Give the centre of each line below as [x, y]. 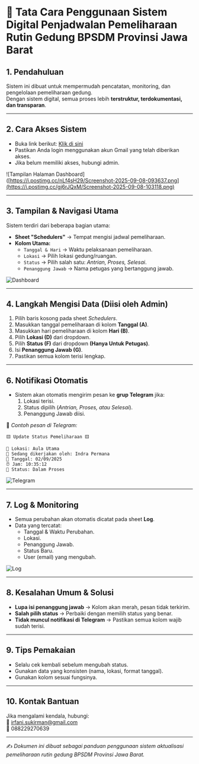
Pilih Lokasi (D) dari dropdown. [52, 337]
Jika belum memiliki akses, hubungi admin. [67, 162]
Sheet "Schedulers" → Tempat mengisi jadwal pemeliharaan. [90, 236]
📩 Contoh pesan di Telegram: [42, 425]
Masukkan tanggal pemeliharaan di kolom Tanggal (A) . [82, 325]
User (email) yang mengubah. [60, 557]
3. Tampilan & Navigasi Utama [62, 211]
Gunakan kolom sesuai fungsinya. [56, 677]
